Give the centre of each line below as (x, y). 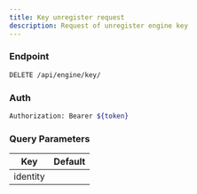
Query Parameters (50, 138)
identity (30, 176)
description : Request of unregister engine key (99, 26)
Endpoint (29, 57)
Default (70, 162)
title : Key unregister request (67, 17)
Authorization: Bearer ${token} (69, 116)
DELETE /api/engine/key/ (55, 75)
